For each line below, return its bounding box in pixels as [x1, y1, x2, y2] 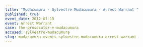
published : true [5, 12, 39, 17]
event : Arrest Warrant [5, 21, 52, 26]
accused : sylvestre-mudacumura [5, 30, 70, 35]
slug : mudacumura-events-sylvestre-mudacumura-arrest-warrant [5, 35, 137, 40]
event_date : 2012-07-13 [5, 16, 55, 21]
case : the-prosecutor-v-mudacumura [5, 25, 79, 30]
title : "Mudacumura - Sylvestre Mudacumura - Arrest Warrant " [5, 7, 139, 12]
